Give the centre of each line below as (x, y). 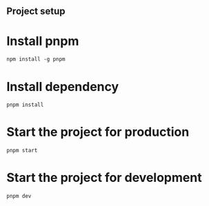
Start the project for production (98, 132)
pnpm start (22, 151)
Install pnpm (43, 41)
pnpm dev (19, 196)
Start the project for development (104, 178)
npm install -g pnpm (36, 59)
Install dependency (63, 86)
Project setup (36, 11)
